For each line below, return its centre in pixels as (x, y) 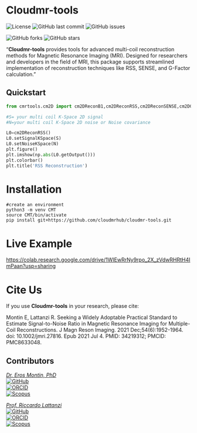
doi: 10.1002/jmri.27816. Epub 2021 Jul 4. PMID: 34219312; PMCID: (86, 336)
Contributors (30, 361)
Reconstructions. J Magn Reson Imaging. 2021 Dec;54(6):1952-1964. (100, 330)
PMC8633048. (24, 343)
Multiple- (179, 324)
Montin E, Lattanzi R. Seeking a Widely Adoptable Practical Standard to (92, 317)
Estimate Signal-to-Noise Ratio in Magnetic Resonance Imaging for (86, 324)
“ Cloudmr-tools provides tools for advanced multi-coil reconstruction (90, 49)
